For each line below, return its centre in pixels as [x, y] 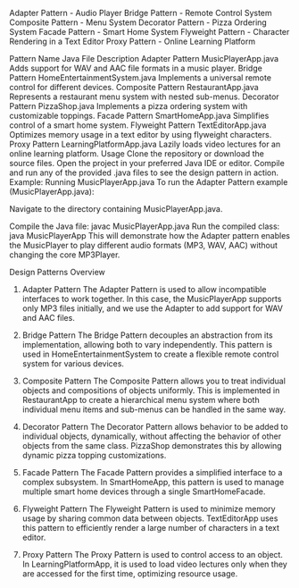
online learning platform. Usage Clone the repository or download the [137, 154]
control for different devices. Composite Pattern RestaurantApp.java [134, 87]
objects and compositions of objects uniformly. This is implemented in [151, 391]
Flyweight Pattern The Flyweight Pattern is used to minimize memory [149, 509]
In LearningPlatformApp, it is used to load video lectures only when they [154, 564]
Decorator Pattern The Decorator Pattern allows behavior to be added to [155, 427]
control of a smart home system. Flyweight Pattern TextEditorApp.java [138, 125]
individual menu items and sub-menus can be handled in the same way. [154, 409]
